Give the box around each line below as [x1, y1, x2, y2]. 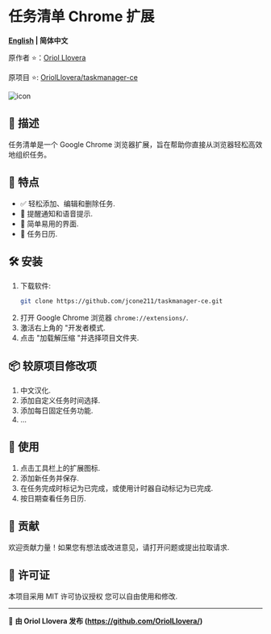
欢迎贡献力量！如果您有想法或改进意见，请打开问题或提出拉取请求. [8, 542, 230, 552]
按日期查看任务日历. [19, 493, 86, 503]
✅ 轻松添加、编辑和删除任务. [19, 199, 115, 208]
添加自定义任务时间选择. [19, 396, 101, 405]
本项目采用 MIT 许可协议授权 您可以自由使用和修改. [8, 591, 178, 601]
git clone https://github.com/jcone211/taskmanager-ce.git [19, 297, 223, 305]
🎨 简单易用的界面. [19, 219, 79, 229]
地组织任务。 [8, 149, 51, 159]
